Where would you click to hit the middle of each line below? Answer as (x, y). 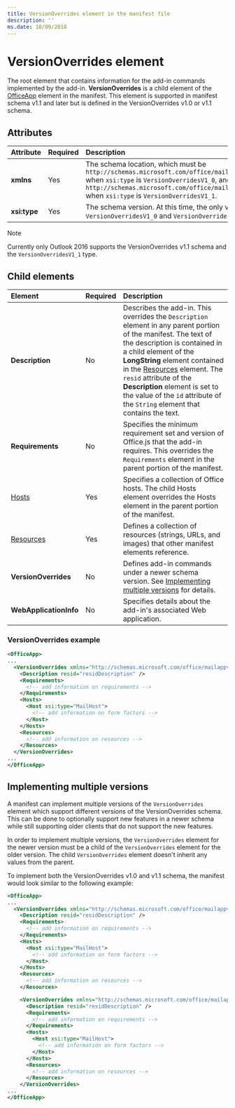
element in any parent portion (171, 325)
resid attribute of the (157, 378)
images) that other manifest (168, 543)
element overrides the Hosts (169, 497)
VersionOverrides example (54, 640)
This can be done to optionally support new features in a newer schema (111, 819)
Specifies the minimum (161, 424)
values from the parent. (41, 862)
